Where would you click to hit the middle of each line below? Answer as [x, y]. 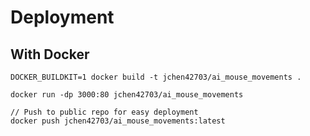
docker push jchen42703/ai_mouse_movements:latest [118, 121]
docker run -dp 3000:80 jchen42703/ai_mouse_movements [127, 95]
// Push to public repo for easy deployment [104, 112]
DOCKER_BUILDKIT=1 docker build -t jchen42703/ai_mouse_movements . [156, 77]
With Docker [50, 54]
